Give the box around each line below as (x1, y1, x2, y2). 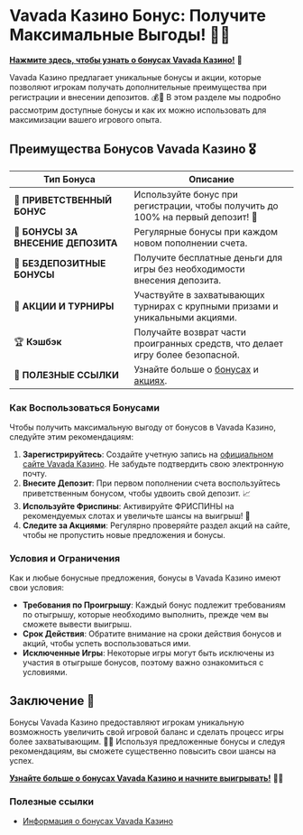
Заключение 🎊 (9, 692, 96, 709)
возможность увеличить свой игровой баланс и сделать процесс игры (9, 727, 284, 738)
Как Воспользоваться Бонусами (9, 401, 161, 413)
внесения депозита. (133, 274, 222, 286)
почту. (22, 469, 48, 479)
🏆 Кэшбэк (14, 336, 62, 348)
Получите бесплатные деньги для (133, 251, 283, 264)
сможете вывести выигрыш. (22, 619, 133, 630)
